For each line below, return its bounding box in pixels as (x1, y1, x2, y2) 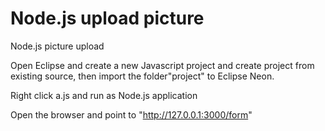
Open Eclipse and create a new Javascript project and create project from (10, 59, 315, 71)
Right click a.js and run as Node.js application (10, 89, 198, 101)
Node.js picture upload (10, 40, 105, 52)
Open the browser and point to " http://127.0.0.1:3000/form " (10, 108, 253, 121)
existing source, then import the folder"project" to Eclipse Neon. (10, 70, 275, 82)
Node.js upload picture (10, 7, 205, 30)
